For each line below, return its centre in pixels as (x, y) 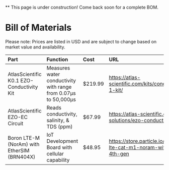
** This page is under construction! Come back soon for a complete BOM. (82, 7)
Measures (58, 68)
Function (57, 59)
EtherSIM (19, 150)
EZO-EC (18, 117)
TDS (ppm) (60, 127)
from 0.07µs (61, 93)
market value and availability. (35, 47)
